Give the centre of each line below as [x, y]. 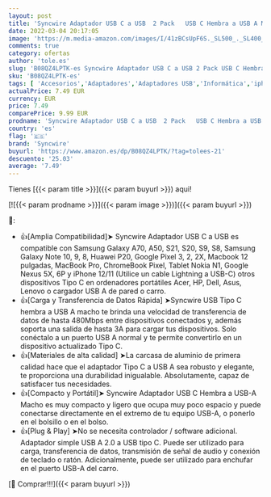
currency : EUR [32, 99]
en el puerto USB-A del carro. [69, 469]
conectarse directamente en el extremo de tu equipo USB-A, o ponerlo [138, 414]
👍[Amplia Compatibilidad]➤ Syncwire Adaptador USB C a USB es [129, 237]
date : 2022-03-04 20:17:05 [54, 31]
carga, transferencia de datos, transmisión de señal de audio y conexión [140, 451]
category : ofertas [39, 53]
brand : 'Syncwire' [39, 143]
